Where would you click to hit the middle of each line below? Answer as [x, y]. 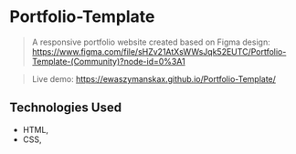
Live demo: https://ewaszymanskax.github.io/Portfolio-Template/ [154, 78]
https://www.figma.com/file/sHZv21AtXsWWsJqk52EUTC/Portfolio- [159, 51]
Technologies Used [65, 108]
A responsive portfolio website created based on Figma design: [151, 42]
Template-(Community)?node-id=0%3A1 [108, 61]
